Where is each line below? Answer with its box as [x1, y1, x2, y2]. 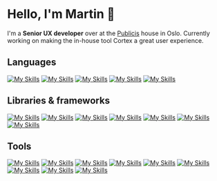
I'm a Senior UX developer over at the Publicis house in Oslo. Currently [7, 29, 211, 37]
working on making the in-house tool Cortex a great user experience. [7, 36, 204, 44]
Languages [7, 57, 57, 68]
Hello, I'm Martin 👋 [7, 6, 115, 22]
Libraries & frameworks [7, 95, 111, 106]
